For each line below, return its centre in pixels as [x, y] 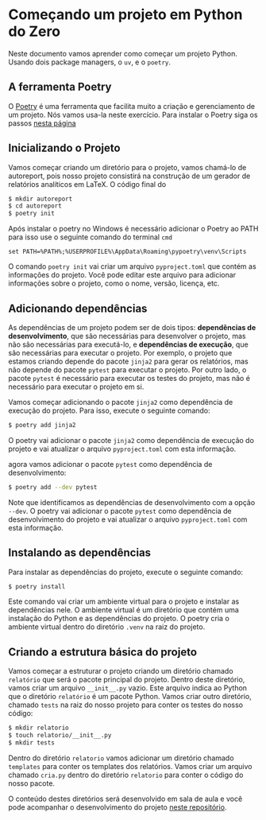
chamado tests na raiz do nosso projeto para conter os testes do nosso [126, 705]
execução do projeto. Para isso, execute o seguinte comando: [109, 410]
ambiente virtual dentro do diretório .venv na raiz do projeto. [107, 627]
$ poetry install [37, 586]
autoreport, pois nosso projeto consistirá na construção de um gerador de [129, 176]
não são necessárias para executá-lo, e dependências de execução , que [128, 344]
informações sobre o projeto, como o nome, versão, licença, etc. [114, 283]
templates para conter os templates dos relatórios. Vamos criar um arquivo [130, 766]
